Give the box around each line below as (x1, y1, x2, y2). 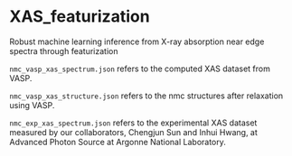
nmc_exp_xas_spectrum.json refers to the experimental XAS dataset (9, 117, 258, 128)
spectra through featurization (9, 45, 118, 56)
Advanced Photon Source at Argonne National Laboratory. (9, 136, 226, 147)
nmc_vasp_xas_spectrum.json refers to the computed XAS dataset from (9, 63, 271, 74)
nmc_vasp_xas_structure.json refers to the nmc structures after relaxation (9, 90, 284, 101)
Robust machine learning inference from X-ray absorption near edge (9, 36, 265, 47)
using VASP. (9, 99, 55, 110)
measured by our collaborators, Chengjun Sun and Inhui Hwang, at (9, 126, 258, 137)
